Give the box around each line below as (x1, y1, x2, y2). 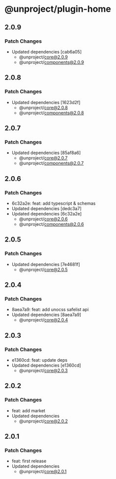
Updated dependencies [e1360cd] (11, 362, 82, 368)
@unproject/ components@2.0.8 (19, 109, 84, 116)
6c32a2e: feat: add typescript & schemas (11, 200, 96, 206)
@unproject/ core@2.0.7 (19, 155, 68, 161)
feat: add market (11, 407, 45, 413)
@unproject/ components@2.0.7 (19, 160, 84, 166)
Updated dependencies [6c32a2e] (11, 211, 82, 216)
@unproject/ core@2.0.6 (19, 216, 68, 222)
